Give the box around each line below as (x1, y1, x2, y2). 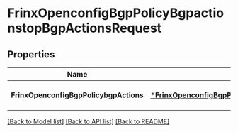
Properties (7, 48, 55, 60)
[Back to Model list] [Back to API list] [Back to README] (7, 117, 170, 126)
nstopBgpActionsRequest (7, 20, 162, 36)
